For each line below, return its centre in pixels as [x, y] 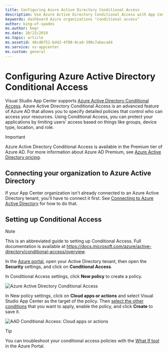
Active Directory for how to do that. [41, 203]
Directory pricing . [23, 157]
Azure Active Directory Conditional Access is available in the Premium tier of [84, 147]
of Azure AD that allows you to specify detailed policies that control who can [84, 111]
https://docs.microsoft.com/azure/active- [109, 246]
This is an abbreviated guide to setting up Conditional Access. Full [73, 241]
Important [15, 137]
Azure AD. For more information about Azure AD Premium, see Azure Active [83, 152]
